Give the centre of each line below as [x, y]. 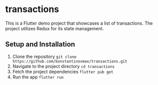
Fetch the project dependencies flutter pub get [63, 71]
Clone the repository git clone [44, 56]
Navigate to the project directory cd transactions [63, 66]
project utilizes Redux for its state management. [54, 28]
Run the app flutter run [38, 77]
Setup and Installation [40, 45]
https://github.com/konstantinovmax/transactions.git [70, 61]
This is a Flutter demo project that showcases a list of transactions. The [79, 23]
